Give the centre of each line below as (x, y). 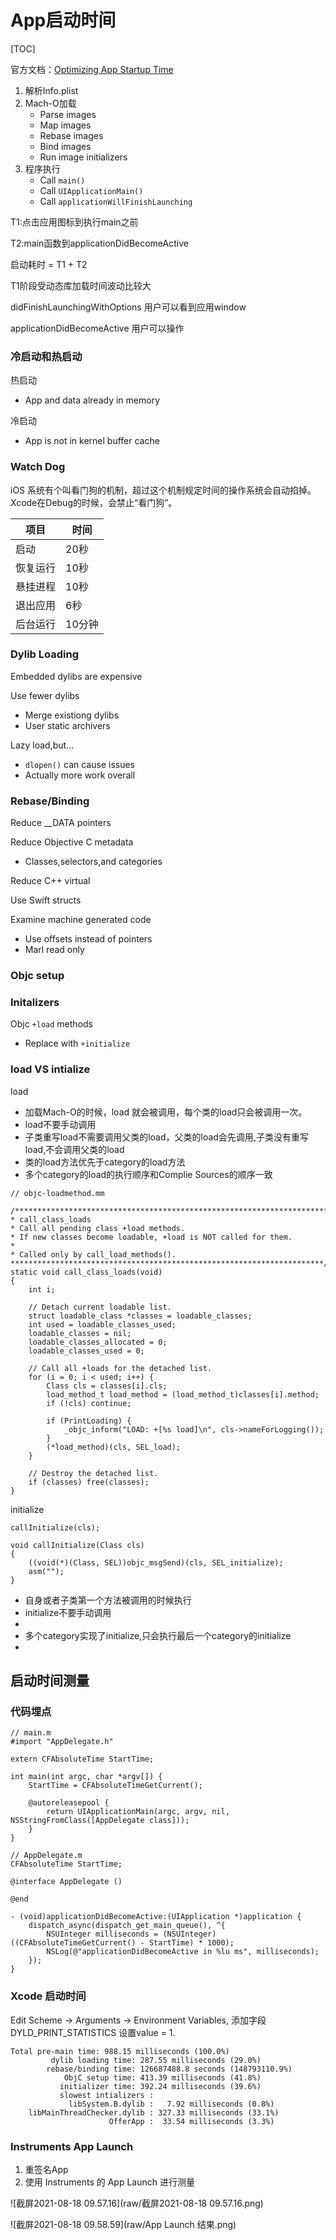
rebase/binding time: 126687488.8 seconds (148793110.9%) (169, 2069)
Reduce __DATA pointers (61, 823)
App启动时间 (63, 20)
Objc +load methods (51, 1024)
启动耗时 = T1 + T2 (49, 264)
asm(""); (46, 1571)
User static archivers (67, 725)
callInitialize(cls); (55, 1527)
